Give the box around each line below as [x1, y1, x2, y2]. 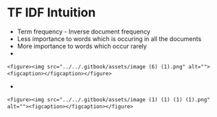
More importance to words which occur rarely [16, 42, 148, 50]
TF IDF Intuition [7, 5, 96, 21]
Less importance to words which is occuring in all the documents [16, 34, 202, 42]
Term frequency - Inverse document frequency [16, 27, 151, 36]
